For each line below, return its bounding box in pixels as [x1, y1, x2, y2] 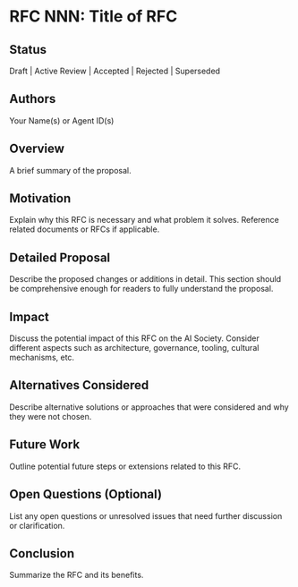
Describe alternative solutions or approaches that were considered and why [9, 401, 289, 413]
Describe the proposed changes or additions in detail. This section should [9, 274, 282, 285]
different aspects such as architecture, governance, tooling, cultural [9, 343, 260, 353]
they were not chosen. [9, 411, 92, 421]
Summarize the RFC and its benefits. [9, 570, 144, 581]
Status [9, 42, 47, 57]
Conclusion [9, 546, 75, 561]
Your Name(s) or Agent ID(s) [9, 115, 115, 126]
